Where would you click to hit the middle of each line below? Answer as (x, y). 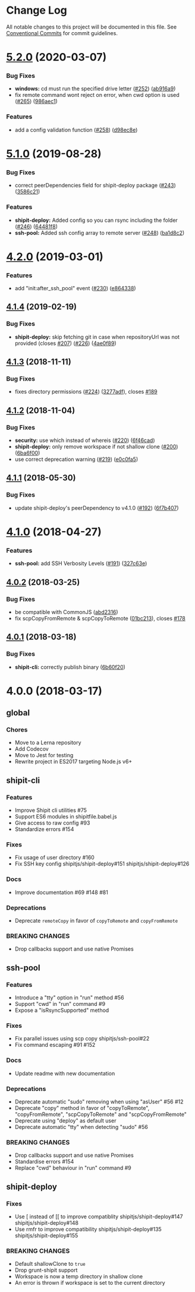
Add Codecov (32, 749)
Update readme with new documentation (65, 1073)
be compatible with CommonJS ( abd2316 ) (66, 612)
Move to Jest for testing (44, 755)
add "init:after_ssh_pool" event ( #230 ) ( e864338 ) (75, 288)
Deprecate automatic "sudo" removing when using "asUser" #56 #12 (99, 1102)
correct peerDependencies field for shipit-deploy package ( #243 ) (95, 186)
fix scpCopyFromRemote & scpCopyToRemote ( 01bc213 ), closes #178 (100, 618)
